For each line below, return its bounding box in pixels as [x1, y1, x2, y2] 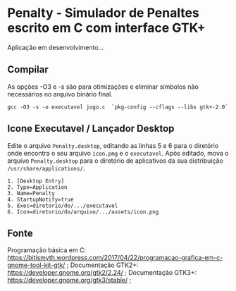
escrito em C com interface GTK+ [7, 20, 206, 36]
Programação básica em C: [7, 246, 87, 254]
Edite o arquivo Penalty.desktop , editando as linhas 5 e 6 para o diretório [7, 141, 219, 149]
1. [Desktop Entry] [7, 178, 65, 185]
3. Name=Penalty [7, 190, 55, 197]
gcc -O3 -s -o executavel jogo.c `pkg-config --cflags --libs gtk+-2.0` [7, 104, 229, 111]
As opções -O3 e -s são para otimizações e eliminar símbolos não [7, 82, 199, 91]
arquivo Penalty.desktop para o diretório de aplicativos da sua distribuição [7, 156, 223, 165]
